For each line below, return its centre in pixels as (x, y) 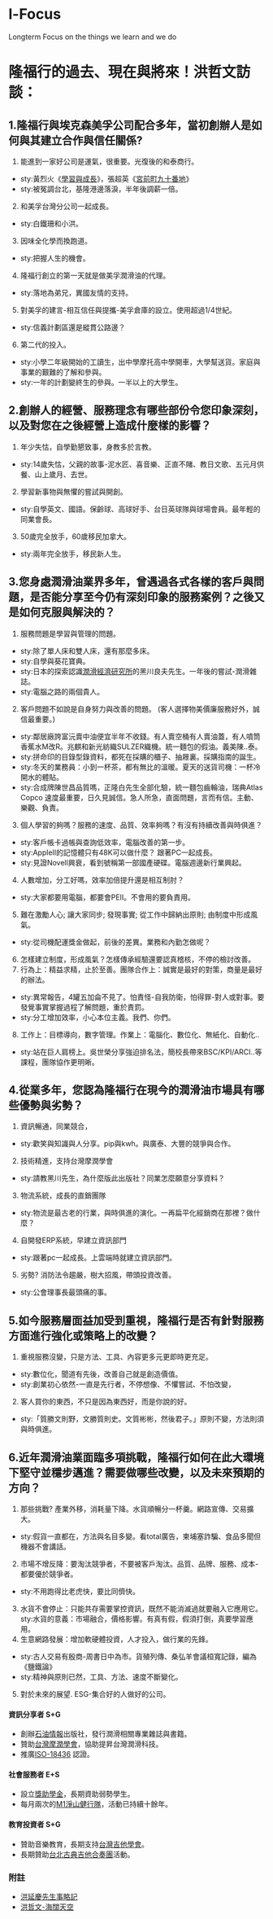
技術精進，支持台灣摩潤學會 (67, 1161)
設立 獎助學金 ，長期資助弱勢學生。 (77, 1794)
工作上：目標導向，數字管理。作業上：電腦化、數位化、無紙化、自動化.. (140, 1034)
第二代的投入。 (45, 344)
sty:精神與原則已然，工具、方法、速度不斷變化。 (101, 1677)
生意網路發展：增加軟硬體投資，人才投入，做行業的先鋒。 (116, 1639)
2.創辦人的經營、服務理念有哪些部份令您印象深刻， (136, 411)
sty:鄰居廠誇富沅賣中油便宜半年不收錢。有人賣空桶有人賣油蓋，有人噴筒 (140, 736)
